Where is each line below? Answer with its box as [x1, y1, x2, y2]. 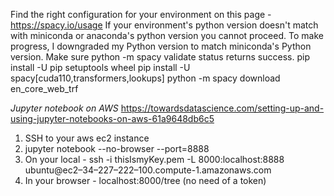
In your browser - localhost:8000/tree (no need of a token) [24, 175, 267, 186]
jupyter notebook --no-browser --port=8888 [24, 143, 210, 154]
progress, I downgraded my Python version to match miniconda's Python [10, 40, 312, 52]
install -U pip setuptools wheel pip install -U [10, 62, 191, 73]
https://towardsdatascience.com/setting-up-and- [120, 102, 325, 114]
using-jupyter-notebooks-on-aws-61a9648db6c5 [10, 113, 215, 124]
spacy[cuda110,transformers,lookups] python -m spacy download [10, 72, 281, 84]
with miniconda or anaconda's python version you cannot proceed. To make [10, 30, 324, 41]
